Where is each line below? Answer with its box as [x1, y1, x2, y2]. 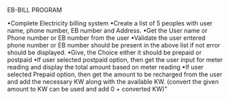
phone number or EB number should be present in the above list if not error [7, 41, 220, 49]
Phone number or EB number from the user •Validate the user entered [7, 34, 206, 42]
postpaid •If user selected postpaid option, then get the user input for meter [7, 56, 223, 64]
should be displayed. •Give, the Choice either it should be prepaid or [7, 48, 202, 56]
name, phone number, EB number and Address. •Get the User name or [7, 27, 208, 34]
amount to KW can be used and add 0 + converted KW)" [7, 85, 167, 93]
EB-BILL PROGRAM [7, 6, 63, 14]
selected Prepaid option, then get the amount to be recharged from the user [7, 70, 222, 78]
